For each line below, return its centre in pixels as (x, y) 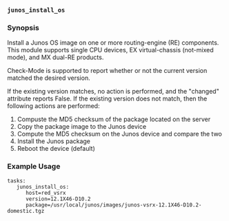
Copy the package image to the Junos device (82, 127)
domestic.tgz (26, 211)
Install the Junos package (54, 141)
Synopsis (23, 28)
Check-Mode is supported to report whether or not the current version (107, 71)
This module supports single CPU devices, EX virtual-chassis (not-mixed (110, 50)
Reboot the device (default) (56, 149)
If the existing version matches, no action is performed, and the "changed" (113, 92)
